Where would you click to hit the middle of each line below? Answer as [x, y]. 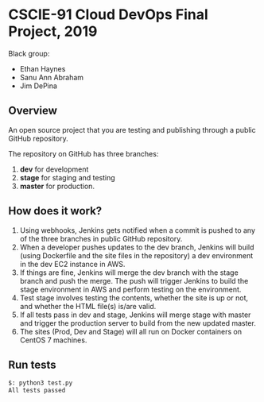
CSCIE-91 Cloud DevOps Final [108, 15]
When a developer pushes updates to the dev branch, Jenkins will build [137, 247]
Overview [33, 111]
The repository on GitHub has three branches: [83, 153]
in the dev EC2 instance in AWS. [72, 264]
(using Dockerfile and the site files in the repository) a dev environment [136, 255]
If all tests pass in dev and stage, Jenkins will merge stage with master [135, 315]
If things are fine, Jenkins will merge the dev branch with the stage [129, 273]
